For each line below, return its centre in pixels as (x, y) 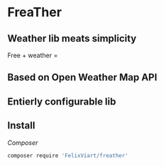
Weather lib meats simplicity (72, 38)
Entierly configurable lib (62, 101)
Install (21, 125)
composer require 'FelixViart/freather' (68, 155)
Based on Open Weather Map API (82, 77)
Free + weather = (33, 55)
